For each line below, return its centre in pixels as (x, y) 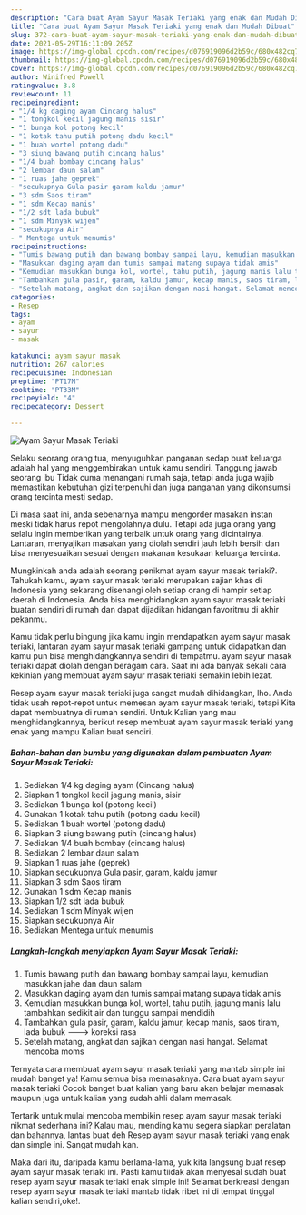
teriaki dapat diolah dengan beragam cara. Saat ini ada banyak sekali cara (148, 666)
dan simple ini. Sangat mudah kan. (74, 1144)
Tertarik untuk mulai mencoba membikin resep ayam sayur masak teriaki (146, 1115)
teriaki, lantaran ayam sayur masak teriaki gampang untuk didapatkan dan (148, 646)
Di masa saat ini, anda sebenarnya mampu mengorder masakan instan (142, 514)
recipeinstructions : (49, 247)
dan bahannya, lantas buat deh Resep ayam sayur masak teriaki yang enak (150, 1135)
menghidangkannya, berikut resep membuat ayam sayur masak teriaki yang (152, 722)
